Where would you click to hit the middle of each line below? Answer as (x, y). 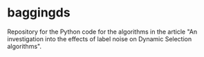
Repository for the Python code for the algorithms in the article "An (102, 32)
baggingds (39, 13)
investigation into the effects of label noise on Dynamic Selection (100, 38)
